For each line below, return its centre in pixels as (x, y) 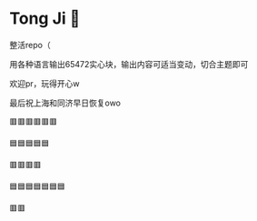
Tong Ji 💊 (45, 19)
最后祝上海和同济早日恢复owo (65, 103)
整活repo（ (30, 45)
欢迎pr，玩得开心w (44, 83)
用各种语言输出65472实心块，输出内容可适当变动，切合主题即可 (129, 64)
